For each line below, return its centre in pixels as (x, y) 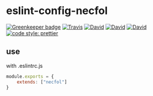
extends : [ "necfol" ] (42, 82)
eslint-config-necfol (57, 11)
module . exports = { (30, 76)
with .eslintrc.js (25, 66)
